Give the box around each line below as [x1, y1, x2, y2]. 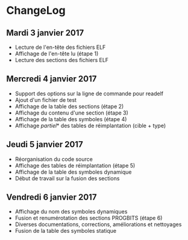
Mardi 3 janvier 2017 [6, 28, 84, 38]
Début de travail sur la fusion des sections [14, 174, 120, 182]
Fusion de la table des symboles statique [14, 227, 116, 235]
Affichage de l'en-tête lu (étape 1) [14, 50, 99, 57]
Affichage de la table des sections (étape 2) [14, 103, 124, 110]
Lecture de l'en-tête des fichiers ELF [14, 43, 106, 51]
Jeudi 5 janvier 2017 [6, 139, 83, 150]
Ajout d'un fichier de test [14, 96, 77, 103]
